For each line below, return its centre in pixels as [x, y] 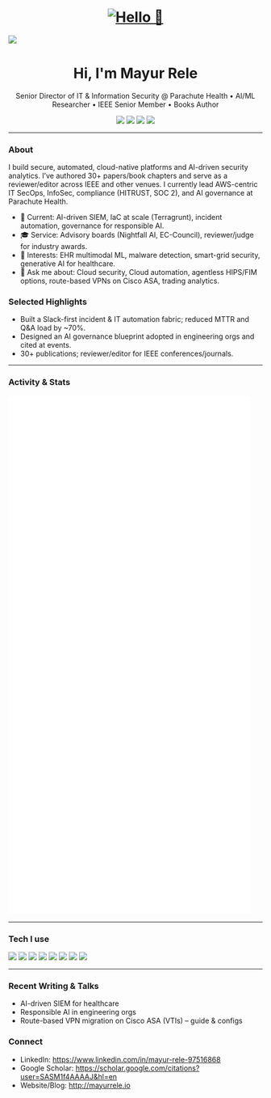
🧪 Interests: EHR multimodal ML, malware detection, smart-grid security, [140, 255]
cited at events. [46, 345]
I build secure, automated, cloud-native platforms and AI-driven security [128, 167]
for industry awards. [54, 247]
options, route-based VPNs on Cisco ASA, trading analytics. [120, 281]
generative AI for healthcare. [67, 264]
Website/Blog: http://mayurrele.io [75, 1085]
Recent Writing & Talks [54, 986]
